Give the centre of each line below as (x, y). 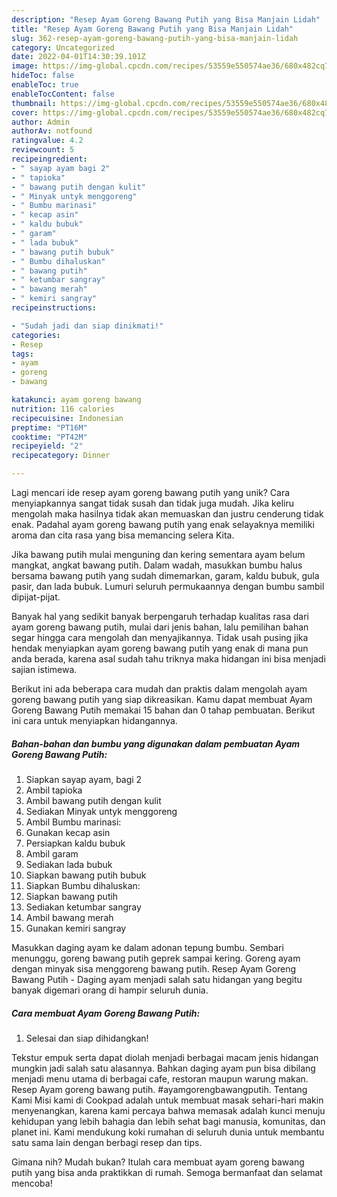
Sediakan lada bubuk (69, 864)
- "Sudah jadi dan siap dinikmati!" (87, 326)
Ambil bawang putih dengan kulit (93, 800)
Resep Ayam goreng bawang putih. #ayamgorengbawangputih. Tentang (159, 1089)
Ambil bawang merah (69, 917)
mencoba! (32, 1183)
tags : (22, 354)
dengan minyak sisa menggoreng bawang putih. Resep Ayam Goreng (154, 968)
